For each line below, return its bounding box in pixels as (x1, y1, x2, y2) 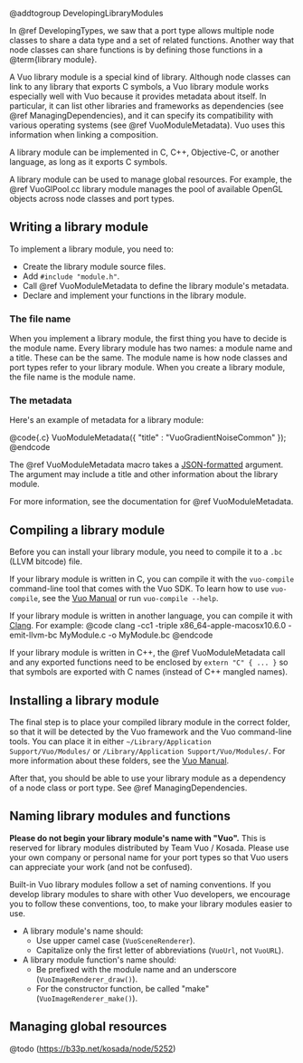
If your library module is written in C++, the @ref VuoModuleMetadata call (9, 647, 286, 658)
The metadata (9, 394, 72, 407)
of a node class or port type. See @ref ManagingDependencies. (9, 782, 248, 793)
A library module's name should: (22, 925, 144, 936)
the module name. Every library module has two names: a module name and (9, 343, 293, 354)
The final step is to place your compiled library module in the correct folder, (9, 717, 291, 728)
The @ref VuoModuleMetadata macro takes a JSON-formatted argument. (9, 459, 284, 470)
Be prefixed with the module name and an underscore (35, 963, 237, 974)
